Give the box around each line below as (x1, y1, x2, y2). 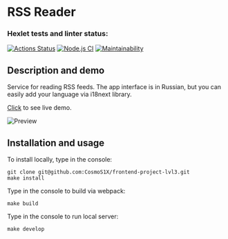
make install (7, 175, 45, 182)
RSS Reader (7, 4, 76, 20)
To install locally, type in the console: (7, 155, 113, 164)
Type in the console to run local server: (7, 212, 119, 221)
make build (7, 200, 39, 207)
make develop (7, 226, 45, 233)
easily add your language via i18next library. (7, 90, 133, 99)
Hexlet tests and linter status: (7, 29, 108, 39)
